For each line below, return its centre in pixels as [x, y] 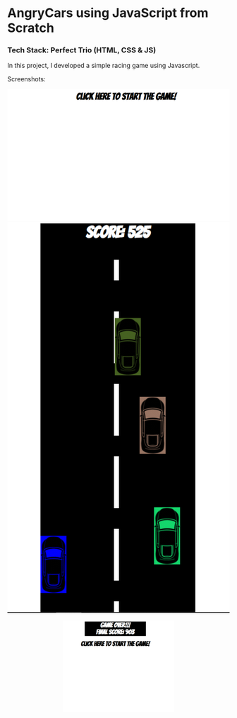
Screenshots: [26, 79]
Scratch [31, 28]
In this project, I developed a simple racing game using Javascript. [104, 66]
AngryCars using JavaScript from [108, 13]
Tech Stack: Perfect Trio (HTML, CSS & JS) [82, 50]
